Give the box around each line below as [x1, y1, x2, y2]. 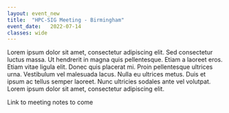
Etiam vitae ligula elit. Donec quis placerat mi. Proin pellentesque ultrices [7, 63, 213, 71]
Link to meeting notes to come [7, 98, 94, 107]
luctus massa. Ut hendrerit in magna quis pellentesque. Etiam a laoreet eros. [7, 56, 223, 64]
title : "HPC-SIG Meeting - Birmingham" [7, 17, 125, 23]
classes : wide [7, 29, 48, 37]
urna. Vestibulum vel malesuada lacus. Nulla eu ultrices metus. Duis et [7, 70, 206, 79]
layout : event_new [7, 10, 60, 17]
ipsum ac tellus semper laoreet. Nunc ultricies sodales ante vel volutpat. [7, 77, 211, 86]
